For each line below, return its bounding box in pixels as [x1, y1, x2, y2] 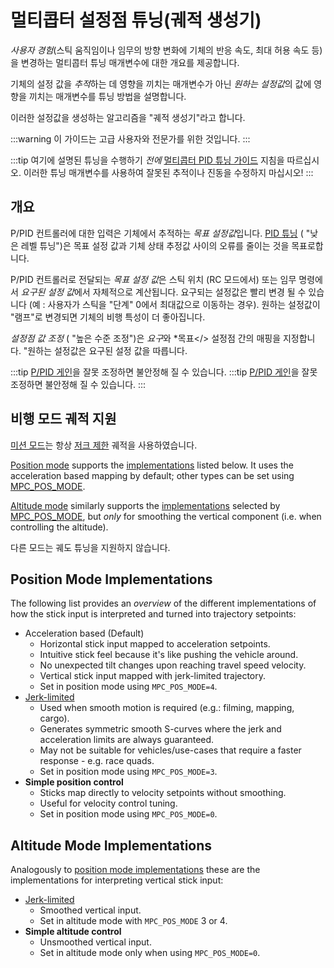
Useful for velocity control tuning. [39, 797, 178, 810]
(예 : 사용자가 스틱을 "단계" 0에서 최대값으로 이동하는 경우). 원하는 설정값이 [28, 298, 321, 310]
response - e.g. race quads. [39, 755, 155, 767]
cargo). [39, 712, 70, 725]
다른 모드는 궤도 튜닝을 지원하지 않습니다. [10, 541, 171, 553]
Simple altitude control [24, 926, 122, 938]
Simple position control [24, 776, 124, 788]
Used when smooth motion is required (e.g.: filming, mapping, [39, 702, 295, 714]
